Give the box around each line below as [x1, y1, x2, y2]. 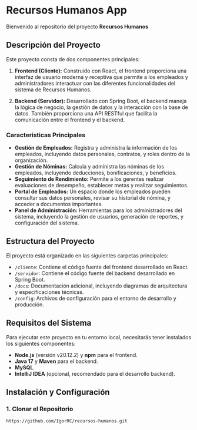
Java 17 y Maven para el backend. [14, 358, 98, 365]
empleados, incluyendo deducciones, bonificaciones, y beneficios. [14, 169, 177, 177]
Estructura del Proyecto [6, 236, 95, 246]
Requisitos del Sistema [6, 318, 92, 328]
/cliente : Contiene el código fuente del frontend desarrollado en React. [14, 263, 189, 270]
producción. [14, 301, 44, 308]
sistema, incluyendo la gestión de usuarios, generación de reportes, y [14, 213, 184, 220]
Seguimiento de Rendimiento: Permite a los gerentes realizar [14, 176, 164, 183]
